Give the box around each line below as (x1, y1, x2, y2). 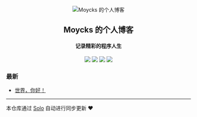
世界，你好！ (14, 87, 46, 94)
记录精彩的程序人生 (75, 42, 122, 49)
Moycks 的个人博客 (63, 25, 134, 35)
